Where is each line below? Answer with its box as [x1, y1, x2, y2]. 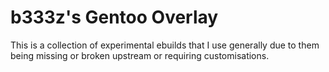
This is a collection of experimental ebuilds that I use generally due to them [10, 39, 320, 51]
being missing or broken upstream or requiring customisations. [10, 49, 270, 61]
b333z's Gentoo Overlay [10, 6, 219, 29]
